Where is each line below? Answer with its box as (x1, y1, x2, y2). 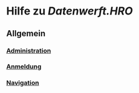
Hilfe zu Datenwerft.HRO (6, 4, 133, 18)
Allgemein (6, 28, 46, 39)
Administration (6, 46, 51, 55)
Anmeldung (6, 62, 42, 71)
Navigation (6, 79, 39, 87)
